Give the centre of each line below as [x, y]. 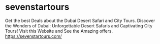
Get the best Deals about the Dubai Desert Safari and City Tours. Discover [80, 21]
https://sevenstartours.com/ [33, 36]
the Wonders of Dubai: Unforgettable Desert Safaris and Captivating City [79, 25]
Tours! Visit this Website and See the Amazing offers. [59, 31]
